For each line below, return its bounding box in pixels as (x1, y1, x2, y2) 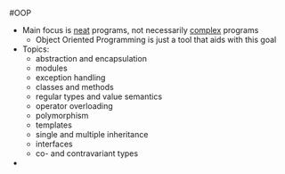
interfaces (35, 138, 73, 149)
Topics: (21, 44, 50, 54)
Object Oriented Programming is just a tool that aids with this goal (35, 35, 277, 45)
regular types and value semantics (35, 91, 163, 102)
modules (35, 62, 69, 73)
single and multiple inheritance (35, 129, 149, 139)
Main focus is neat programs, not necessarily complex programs (21, 25, 259, 35)
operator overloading (35, 101, 113, 111)
